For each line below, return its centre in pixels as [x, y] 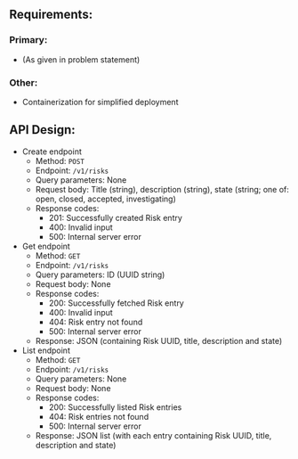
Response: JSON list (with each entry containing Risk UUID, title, [153, 435]
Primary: [28, 40]
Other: [24, 82]
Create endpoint [52, 152]
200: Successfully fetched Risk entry [116, 303]
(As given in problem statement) [81, 59]
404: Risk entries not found [99, 416]
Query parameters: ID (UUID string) [100, 275]
